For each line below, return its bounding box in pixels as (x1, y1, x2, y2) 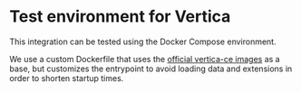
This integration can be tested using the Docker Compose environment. (9, 36, 277, 47)
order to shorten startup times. (9, 72, 124, 83)
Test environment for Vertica (9, 6, 231, 27)
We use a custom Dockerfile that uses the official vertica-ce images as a (9, 53, 280, 64)
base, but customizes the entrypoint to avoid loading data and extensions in (9, 63, 293, 74)
